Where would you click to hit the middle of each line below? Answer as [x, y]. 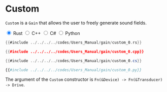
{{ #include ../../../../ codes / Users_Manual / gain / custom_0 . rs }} [74, 42]
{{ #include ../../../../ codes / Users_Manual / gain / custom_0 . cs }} [74, 61]
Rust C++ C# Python [46, 33]
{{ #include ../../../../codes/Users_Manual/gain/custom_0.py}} [74, 70]
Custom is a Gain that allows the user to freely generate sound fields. [76, 23]
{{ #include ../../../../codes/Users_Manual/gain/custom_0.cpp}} [75, 52]
